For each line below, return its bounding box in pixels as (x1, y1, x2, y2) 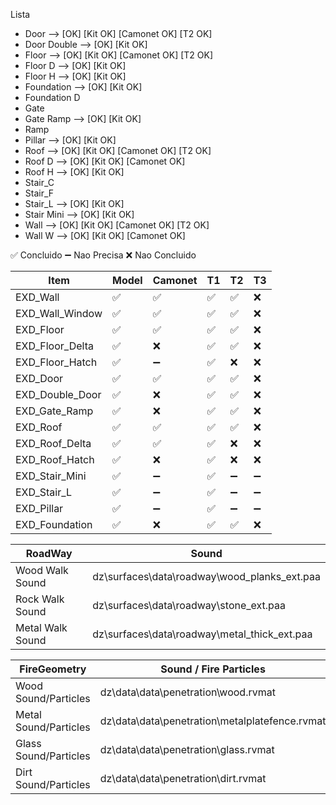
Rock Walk (15, 592, 65, 606)
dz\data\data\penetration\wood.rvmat (99, 685, 276, 699)
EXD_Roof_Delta (15, 437, 92, 450)
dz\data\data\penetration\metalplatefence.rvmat (99, 714, 327, 728)
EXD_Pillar (15, 502, 64, 515)
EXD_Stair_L (15, 485, 73, 499)
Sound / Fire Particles (160, 662, 266, 676)
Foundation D (24, 92, 81, 103)
